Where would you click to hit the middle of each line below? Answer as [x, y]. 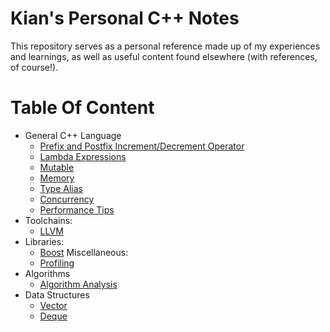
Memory [57, 178]
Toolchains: [48, 220]
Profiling [57, 263]
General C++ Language [73, 135]
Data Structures [57, 294]
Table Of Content [82, 108]
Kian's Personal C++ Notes [125, 18]
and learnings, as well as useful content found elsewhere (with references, [164, 56]
